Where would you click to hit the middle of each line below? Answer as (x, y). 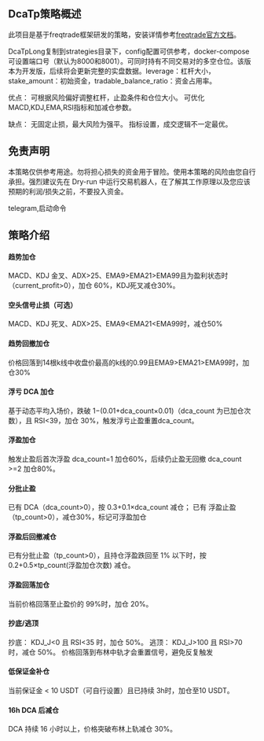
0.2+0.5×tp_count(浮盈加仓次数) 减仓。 (71, 566)
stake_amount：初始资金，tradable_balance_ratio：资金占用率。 (112, 80)
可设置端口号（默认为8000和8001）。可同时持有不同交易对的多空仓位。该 (126, 61)
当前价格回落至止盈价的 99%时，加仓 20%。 (81, 603)
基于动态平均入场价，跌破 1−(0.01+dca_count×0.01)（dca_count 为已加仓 (126, 411)
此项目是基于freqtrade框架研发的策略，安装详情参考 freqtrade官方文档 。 (125, 35)
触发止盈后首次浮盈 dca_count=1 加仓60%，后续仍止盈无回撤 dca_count (125, 459)
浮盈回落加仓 (29, 585)
